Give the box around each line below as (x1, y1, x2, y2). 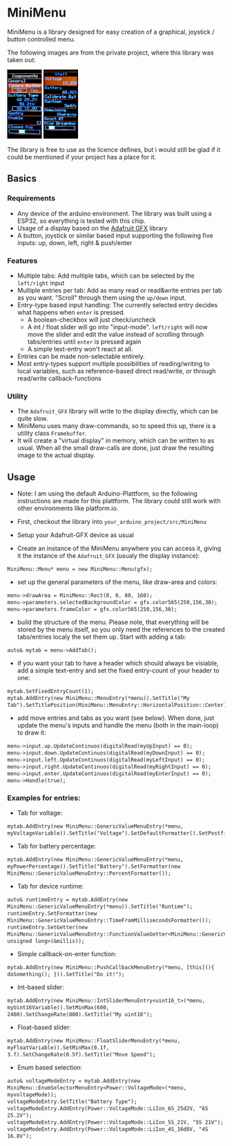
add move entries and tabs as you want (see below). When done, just (17, 714, 215, 722)
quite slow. (17, 414, 48, 423)
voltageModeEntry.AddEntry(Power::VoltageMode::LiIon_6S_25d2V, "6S (7, 1105, 209, 1112)
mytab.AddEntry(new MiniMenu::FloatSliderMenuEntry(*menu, (7, 1038, 181, 1045)
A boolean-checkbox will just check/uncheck (27, 315, 157, 324)
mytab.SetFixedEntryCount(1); (7, 688, 95, 695)
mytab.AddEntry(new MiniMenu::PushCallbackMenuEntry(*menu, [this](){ (7, 964, 215, 971)
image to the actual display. (17, 451, 95, 460)
